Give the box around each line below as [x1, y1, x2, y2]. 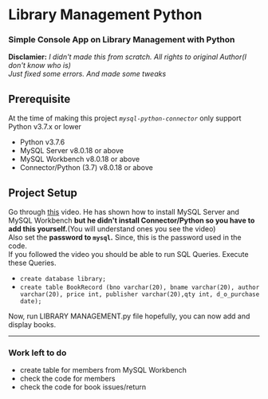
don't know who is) [8, 61, 72, 70]
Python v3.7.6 [19, 137, 65, 147]
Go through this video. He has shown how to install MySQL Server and [8, 207, 239, 217]
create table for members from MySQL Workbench [19, 365, 187, 375]
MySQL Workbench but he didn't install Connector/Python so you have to [8, 215, 255, 225]
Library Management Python [8, 6, 203, 24]
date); [19, 298, 42, 306]
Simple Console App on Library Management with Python [8, 34, 235, 45]
